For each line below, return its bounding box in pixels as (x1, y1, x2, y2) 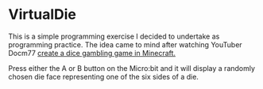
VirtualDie (8, 6, 77, 24)
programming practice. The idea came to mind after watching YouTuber (8, 39, 242, 49)
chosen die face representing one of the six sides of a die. (8, 72, 199, 81)
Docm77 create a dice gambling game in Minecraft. (8, 48, 176, 57)
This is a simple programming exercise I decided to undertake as (8, 32, 220, 41)
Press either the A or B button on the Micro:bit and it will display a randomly (8, 63, 256, 72)
